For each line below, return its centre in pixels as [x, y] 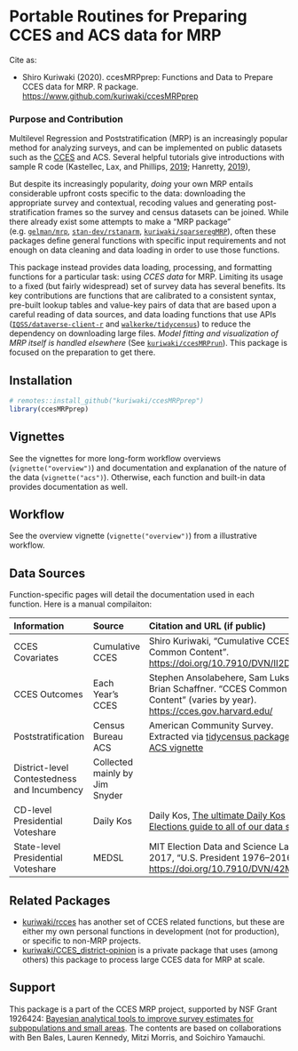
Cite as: [23, 60]
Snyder [108, 796]
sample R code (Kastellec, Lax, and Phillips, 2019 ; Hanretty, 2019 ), [130, 167]
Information [39, 626]
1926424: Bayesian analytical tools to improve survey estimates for [132, 1018]
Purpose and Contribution [67, 119]
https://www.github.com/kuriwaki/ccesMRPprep [110, 96]
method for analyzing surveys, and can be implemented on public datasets [145, 148]
